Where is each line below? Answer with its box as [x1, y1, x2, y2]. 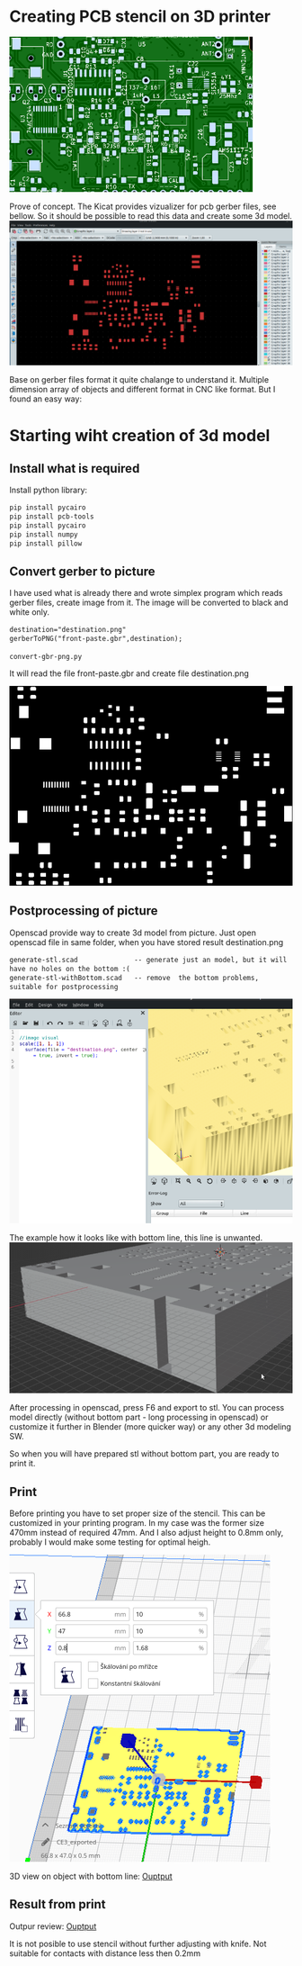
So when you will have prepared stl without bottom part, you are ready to [9, 1448, 280, 1459]
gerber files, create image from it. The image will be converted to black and [9, 597, 289, 609]
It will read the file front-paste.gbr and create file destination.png [9, 668, 250, 679]
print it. [9, 1458, 36, 1469]
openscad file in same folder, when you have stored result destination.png [9, 936, 284, 947]
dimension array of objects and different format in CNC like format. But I [9, 384, 276, 395]
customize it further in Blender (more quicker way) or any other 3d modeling [9, 1421, 292, 1432]
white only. [9, 607, 50, 618]
